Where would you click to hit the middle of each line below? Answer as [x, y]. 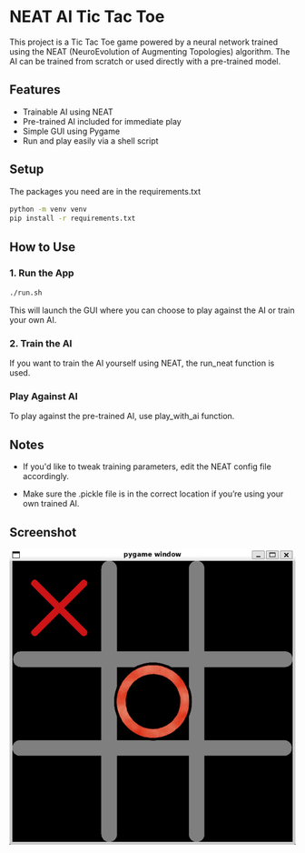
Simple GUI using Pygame [71, 131]
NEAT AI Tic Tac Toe [87, 17]
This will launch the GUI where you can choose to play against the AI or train [152, 310]
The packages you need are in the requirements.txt [105, 191]
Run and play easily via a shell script [90, 140]
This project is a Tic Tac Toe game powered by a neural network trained [144, 42]
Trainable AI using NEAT [68, 112]
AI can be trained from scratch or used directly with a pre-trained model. [145, 61]
